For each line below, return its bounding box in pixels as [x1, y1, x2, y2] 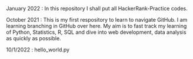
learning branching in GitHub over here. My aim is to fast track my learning [6, 23, 187, 29]
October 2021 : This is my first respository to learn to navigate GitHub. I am [6, 16, 188, 23]
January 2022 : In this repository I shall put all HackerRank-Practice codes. [6, 5, 188, 12]
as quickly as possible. [6, 35, 61, 41]
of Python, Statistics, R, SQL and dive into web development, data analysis [6, 29, 187, 36]
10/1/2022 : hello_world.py [6, 46, 69, 53]
